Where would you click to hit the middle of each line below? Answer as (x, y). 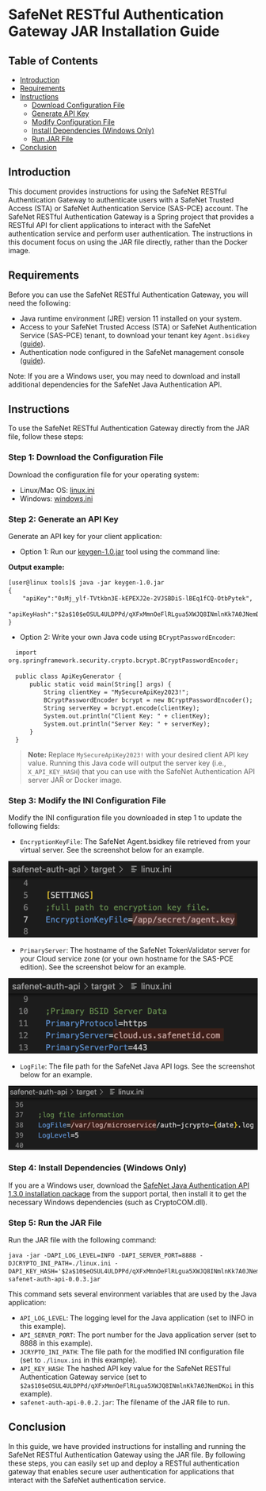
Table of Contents (53, 61)
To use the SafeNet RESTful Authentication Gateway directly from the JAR (129, 428)
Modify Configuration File (73, 122)
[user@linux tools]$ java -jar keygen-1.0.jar (86, 583)
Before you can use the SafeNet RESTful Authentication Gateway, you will (128, 295)
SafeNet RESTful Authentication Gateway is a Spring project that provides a (131, 217)
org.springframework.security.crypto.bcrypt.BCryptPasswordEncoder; (123, 661)
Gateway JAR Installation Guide (114, 31)
